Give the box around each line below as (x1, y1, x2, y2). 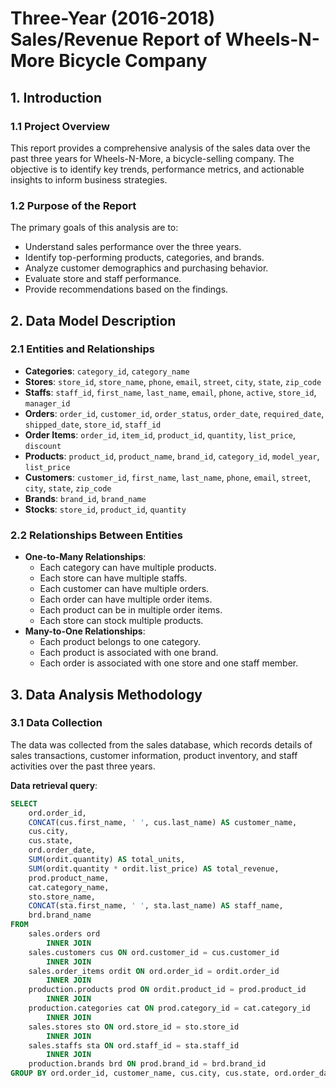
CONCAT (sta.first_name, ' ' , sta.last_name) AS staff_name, (28, 901, 284, 911)
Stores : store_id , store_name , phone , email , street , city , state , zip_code (24, 375, 322, 387)
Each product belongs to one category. (39, 636, 202, 648)
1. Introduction (10, 89, 102, 106)
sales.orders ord (28, 929, 101, 939)
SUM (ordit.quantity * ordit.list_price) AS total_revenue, (28, 863, 280, 874)
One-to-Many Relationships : (24, 551, 147, 563)
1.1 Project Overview (10, 119, 110, 133)
